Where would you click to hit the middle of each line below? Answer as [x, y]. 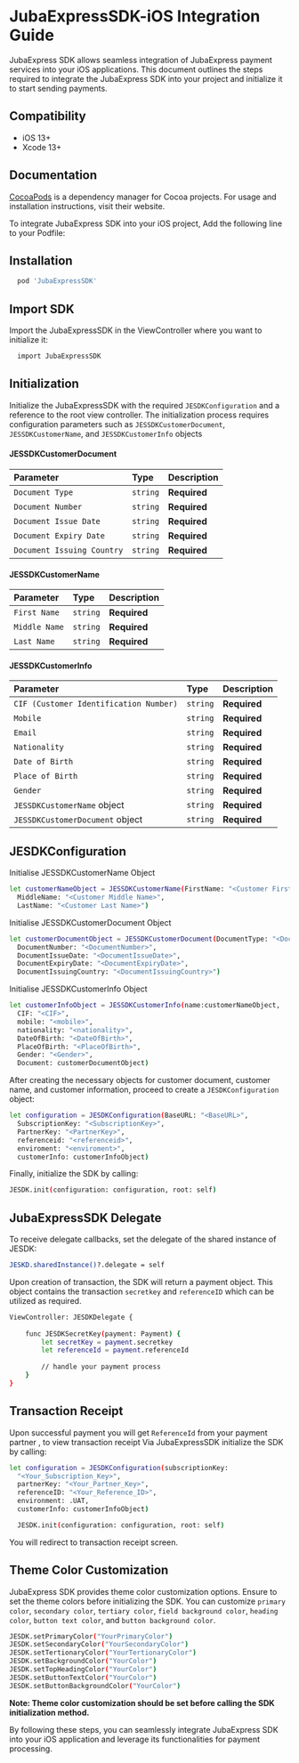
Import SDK [42, 309]
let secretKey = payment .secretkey [107, 1342]
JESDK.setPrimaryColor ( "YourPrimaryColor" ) [91, 1636]
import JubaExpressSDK [59, 356]
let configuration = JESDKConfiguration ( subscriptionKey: [119, 1468]
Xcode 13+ [42, 147]
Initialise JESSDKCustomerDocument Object [90, 922]
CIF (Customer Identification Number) [96, 704]
